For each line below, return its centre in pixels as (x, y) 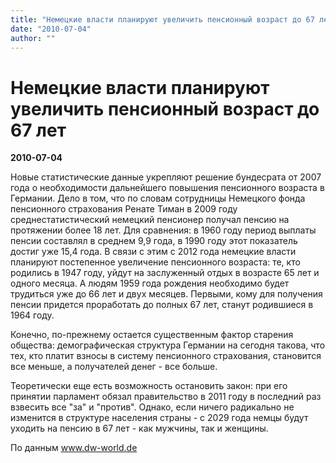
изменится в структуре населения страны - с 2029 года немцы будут (159, 418)
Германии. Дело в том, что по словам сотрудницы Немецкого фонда (158, 198)
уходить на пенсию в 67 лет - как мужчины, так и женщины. (139, 428)
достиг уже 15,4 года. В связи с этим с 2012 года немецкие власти (153, 252)
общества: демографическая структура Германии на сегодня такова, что (168, 345)
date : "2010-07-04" (51, 29)
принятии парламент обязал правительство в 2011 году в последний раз (166, 397)
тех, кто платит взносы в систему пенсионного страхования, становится (166, 356)
